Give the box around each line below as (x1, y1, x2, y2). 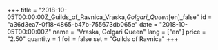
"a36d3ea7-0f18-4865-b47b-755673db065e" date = (7, 21, 158, 28)
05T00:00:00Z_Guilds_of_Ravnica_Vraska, (7, 13, 127, 21)
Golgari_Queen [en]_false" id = (126, 13, 212, 21)
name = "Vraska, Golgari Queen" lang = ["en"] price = (52, 27, 206, 36)
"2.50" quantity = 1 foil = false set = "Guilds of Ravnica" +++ (7, 35, 179, 43)
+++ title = (7, 6, 38, 14)
